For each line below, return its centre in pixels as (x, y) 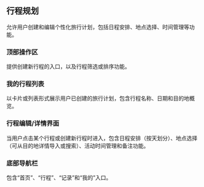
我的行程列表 (25, 84)
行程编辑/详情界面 (33, 123)
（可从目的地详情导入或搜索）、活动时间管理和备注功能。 (78, 145)
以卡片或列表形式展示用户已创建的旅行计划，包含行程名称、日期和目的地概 (100, 98)
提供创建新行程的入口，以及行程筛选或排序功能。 (68, 67)
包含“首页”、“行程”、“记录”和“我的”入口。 (59, 177)
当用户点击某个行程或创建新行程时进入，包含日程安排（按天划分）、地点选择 (102, 138)
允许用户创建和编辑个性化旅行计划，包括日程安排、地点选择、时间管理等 (98, 27)
